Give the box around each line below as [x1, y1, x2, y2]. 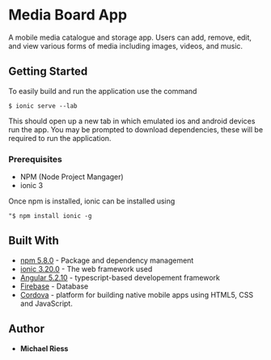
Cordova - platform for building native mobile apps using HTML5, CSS [19, 289, 254, 299]
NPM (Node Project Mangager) [19, 172, 124, 182]
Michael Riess [19, 343, 69, 354]
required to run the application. [8, 133, 112, 143]
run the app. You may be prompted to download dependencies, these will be [8, 124, 264, 135]
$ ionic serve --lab [8, 101, 78, 110]
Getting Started [8, 65, 88, 79]
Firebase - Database [19, 281, 89, 291]
